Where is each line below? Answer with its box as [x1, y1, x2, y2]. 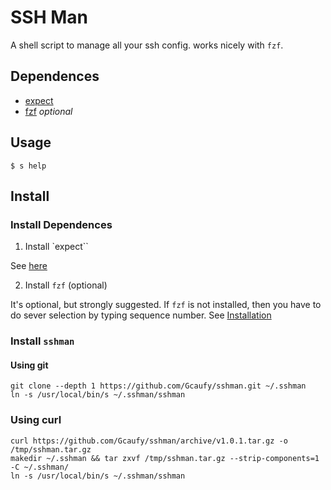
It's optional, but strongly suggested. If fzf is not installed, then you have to [10, 299, 322, 311]
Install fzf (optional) [24, 279, 108, 291]
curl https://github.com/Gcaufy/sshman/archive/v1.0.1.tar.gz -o [10, 436, 288, 446]
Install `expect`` [24, 241, 89, 253]
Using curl [10, 413, 62, 427]
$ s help [10, 161, 47, 171]
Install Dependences [10, 217, 113, 231]
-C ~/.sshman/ [10, 462, 70, 472]
